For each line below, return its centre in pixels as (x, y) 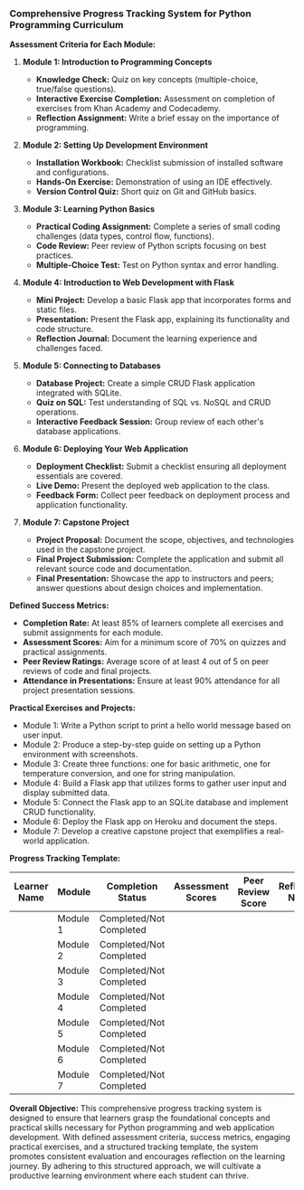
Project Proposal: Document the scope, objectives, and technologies (165, 540)
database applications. (78, 432)
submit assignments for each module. (93, 633)
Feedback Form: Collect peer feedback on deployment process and (163, 495)
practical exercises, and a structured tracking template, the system (134, 1147)
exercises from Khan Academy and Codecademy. (128, 109)
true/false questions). (76, 90)
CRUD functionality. (59, 812)
